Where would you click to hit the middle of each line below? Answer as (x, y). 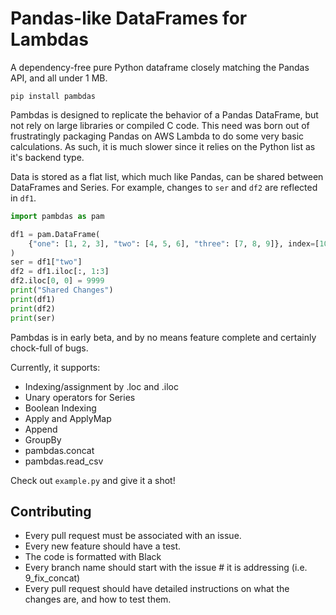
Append (41, 429)
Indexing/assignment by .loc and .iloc (101, 386)
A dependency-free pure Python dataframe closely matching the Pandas (160, 67)
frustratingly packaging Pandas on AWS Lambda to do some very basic (157, 136)
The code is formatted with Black (93, 557)
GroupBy (43, 439)
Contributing (51, 511)
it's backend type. (47, 157)
